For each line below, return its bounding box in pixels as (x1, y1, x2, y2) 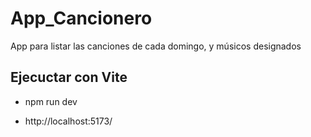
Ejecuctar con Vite (10, 69, 128, 86)
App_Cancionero (10, 7, 153, 30)
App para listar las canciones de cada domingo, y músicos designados (10, 40, 302, 52)
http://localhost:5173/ (24, 115, 113, 127)
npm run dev (24, 95, 78, 107)
